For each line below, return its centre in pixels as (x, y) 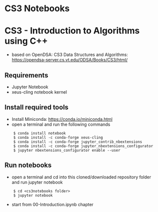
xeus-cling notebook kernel (39, 92)
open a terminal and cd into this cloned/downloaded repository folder (81, 177)
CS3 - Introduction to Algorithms (72, 31)
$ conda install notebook (40, 133)
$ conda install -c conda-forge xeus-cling (58, 137)
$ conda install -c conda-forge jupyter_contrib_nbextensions (78, 142)
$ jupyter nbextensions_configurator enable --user (67, 150)
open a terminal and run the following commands (61, 124)
